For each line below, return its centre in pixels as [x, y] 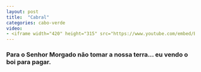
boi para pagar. [29, 62]
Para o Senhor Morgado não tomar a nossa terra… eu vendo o [97, 55]
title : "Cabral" [28, 17]
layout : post [22, 12]
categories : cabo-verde [36, 23]
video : [14, 28]
